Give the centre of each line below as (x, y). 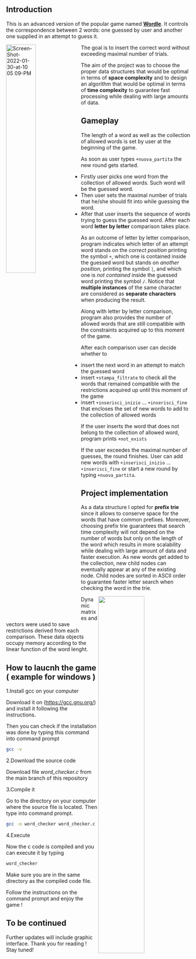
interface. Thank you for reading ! (47, 943)
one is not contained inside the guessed (129, 275)
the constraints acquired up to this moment (133, 330)
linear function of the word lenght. (47, 649)
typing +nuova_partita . (109, 475)
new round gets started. (110, 165)
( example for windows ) (51, 677)
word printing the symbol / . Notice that (128, 281)
